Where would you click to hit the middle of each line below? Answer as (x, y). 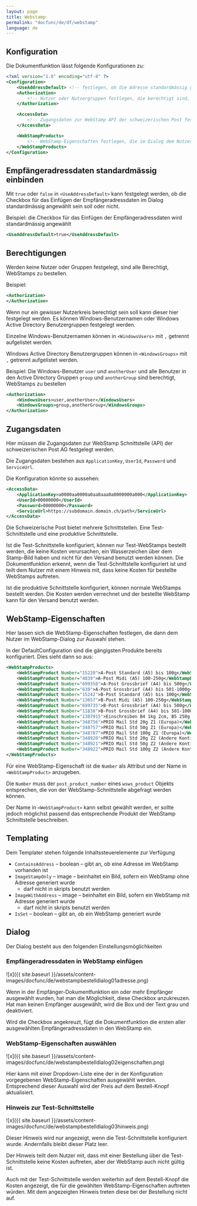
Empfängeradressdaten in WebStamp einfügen (74, 961)
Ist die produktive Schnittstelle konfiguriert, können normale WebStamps (94, 588)
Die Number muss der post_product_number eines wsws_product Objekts (90, 783)
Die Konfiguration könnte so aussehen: (53, 478)
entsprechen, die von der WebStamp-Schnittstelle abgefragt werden (89, 789)
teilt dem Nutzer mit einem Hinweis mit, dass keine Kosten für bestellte (91, 570)
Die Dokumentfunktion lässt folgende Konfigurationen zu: (75, 66)
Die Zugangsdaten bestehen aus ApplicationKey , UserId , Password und (91, 461)
